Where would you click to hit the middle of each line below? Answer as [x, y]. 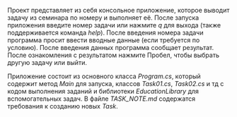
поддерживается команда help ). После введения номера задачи [105, 32]
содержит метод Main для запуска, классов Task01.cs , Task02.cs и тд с [116, 84]
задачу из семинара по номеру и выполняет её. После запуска [103, 18]
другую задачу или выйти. [47, 62]
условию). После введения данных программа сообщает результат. [111, 48]
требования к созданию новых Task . [63, 106]
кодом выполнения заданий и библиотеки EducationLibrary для [103, 91]
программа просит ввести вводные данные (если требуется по [104, 40]
